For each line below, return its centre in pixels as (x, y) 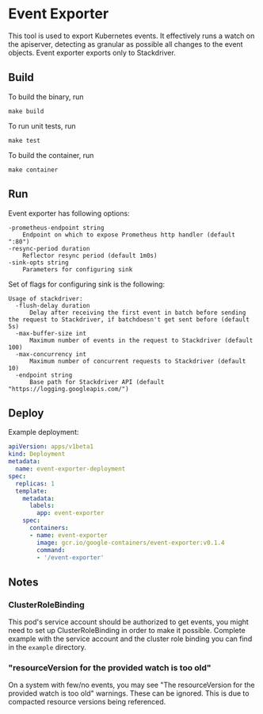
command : (51, 550)
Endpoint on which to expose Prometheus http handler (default (129, 235)
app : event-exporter (71, 513)
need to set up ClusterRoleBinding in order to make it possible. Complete (127, 631)
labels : (42, 506)
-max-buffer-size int (51, 333)
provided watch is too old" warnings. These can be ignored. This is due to (129, 693)
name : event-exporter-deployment (71, 469)
